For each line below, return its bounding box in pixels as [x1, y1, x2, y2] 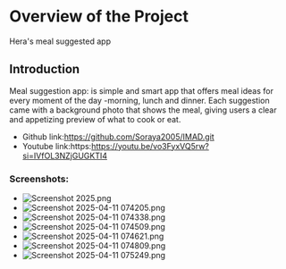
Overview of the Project [9, 6, 189, 27]
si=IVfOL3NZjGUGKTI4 [21, 150, 108, 161]
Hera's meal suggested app [9, 36, 112, 46]
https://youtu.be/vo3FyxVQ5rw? [90, 140, 210, 151]
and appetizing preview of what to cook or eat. [9, 113, 181, 124]
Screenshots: [9, 172, 70, 185]
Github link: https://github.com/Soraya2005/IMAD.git [21, 131, 214, 142]
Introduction [9, 62, 80, 77]
